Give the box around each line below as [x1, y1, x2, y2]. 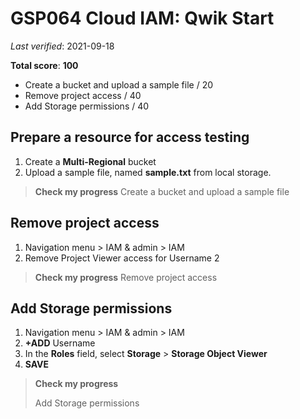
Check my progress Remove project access [34, 271, 218, 283]
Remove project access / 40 [24, 89, 142, 101]
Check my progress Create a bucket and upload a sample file [34, 185, 290, 197]
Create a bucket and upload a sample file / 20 [24, 78, 214, 91]
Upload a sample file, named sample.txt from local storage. [24, 166, 272, 178]
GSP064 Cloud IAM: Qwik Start [10, 7, 275, 30]
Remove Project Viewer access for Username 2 [24, 252, 220, 264]
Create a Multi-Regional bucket [24, 155, 157, 167]
